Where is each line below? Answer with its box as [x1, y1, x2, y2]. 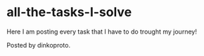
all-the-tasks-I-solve [6, 4, 132, 20]
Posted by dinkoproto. [6, 41, 71, 49]
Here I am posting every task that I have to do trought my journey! [6, 27, 198, 36]
